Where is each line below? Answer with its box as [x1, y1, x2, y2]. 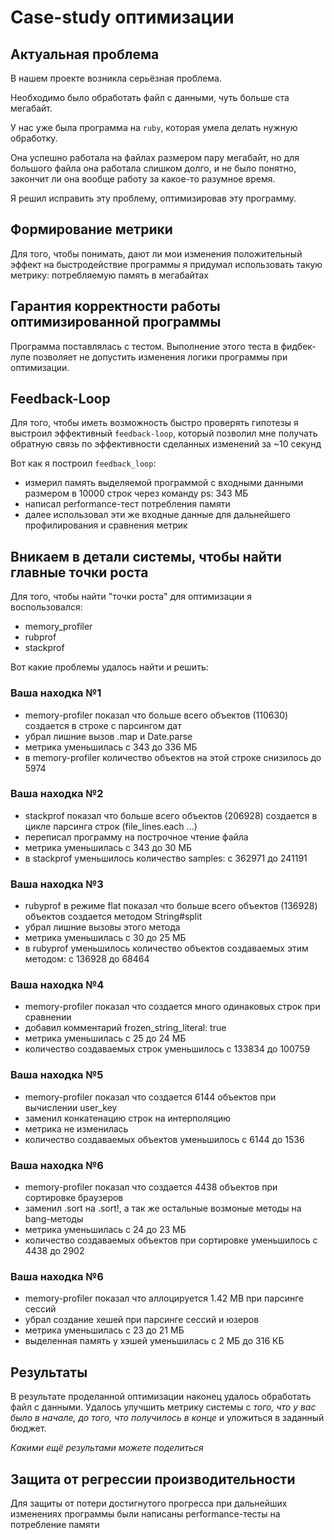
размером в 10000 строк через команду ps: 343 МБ [24, 487, 249, 500]
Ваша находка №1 [10, 686, 102, 700]
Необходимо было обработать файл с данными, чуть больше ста [10, 92, 290, 103]
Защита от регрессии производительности [10, 1471, 296, 1488]
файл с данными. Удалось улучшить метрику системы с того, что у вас [10, 1401, 317, 1413]
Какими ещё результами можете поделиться [10, 1442, 204, 1454]
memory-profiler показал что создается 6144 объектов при [24, 1091, 277, 1103]
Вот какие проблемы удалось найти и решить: [10, 661, 209, 673]
